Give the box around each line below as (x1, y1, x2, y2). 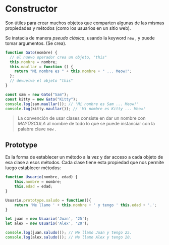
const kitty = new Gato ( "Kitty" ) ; (5, 96, 78, 102)
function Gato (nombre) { (5, 50, 58, 55)
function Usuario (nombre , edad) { (5, 175, 78, 180)
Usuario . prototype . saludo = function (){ (5, 198, 92, 203)
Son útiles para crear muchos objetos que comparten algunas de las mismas (5, 20, 164, 26)
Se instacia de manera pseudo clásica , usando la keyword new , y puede (5, 35, 155, 41)
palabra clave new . (17, 126, 57, 132)
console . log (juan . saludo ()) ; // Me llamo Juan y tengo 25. (5, 230, 132, 235)
